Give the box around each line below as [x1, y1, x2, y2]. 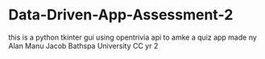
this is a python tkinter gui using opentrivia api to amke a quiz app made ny [8, 32, 258, 42]
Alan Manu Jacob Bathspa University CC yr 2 [8, 40, 159, 50]
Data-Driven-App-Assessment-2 [8, 6, 234, 24]
